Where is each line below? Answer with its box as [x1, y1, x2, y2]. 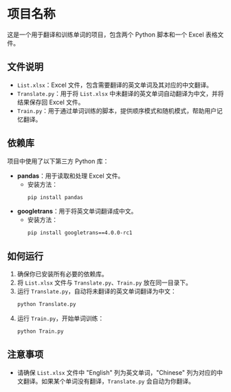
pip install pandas [27, 194, 84, 200]
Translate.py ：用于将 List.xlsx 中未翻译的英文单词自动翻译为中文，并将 [16, 89, 225, 97]
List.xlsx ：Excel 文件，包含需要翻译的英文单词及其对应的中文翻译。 [16, 81, 213, 89]
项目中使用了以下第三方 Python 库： [7, 156, 109, 165]
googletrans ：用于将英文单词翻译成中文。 [16, 207, 137, 216]
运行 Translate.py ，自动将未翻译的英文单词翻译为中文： [16, 287, 177, 296]
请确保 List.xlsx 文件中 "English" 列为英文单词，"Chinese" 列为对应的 [16, 368, 217, 376]
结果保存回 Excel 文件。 [16, 98, 85, 106]
